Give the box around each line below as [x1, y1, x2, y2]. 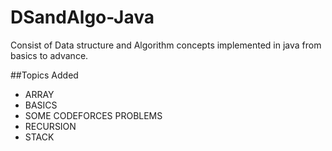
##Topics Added [10, 69, 79, 81]
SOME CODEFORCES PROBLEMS [24, 109, 163, 121]
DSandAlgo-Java [10, 6, 155, 29]
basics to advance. [10, 49, 89, 61]
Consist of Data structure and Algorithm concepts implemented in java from [10, 39, 322, 51]
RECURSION [24, 120, 77, 132]
